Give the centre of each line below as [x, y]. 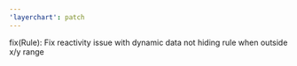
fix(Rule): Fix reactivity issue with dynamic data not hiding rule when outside [148, 42]
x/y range [27, 51]
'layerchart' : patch [47, 17]
